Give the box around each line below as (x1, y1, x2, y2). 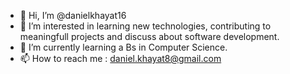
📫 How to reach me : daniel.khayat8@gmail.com (19, 53, 222, 64)
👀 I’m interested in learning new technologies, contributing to (19, 20, 272, 32)
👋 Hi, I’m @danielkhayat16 (19, 10, 127, 21)
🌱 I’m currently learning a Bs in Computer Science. (19, 41, 228, 53)
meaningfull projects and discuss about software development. (19, 31, 280, 42)
